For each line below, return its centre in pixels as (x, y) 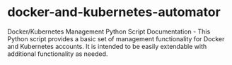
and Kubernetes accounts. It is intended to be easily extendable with (107, 46)
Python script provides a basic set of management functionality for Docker (116, 38)
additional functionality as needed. (58, 54)
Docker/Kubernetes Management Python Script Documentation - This (109, 31)
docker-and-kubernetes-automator (114, 12)
